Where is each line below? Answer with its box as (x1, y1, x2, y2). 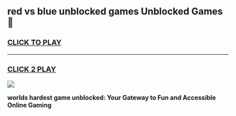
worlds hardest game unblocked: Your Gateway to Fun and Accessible (7, 93, 216, 101)
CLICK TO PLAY (7, 38, 62, 48)
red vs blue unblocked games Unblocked (7, 6, 190, 18)
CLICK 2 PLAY (7, 64, 56, 74)
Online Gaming (7, 101, 52, 109)
